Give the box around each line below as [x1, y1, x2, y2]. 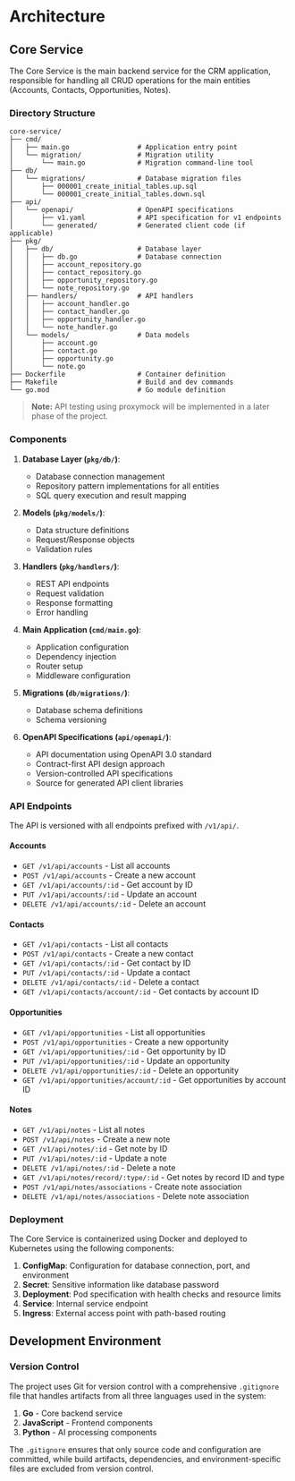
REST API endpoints [35, 578, 110, 589]
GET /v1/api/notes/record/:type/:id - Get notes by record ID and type [21, 1171, 285, 1182]
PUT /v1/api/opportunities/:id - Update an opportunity [21, 1055, 231, 1066]
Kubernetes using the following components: [9, 1243, 174, 1254]
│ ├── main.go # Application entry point [9, 143, 239, 152]
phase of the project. [30, 411, 109, 421]
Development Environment [9, 1333, 162, 1349]
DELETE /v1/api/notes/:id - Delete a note [21, 1162, 176, 1173]
